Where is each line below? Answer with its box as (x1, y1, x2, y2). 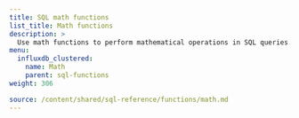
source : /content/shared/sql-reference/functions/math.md (9, 95, 229, 104)
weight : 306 (9, 79, 53, 88)
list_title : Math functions (9, 21, 114, 30)
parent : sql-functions (25, 71, 109, 80)
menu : (9, 46, 29, 55)
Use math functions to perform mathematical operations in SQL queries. (17, 37, 293, 47)
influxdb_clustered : (17, 54, 93, 63)
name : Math (25, 63, 66, 72)
